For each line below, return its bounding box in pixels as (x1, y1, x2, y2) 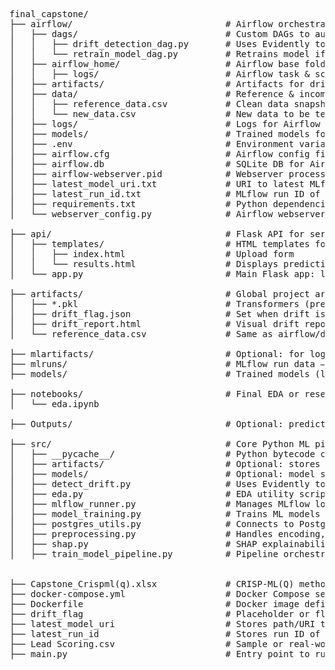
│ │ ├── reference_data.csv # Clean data (9, 99, 289, 109)
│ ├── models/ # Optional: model (9, 469, 316, 479)
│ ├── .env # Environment (9, 139, 295, 149)
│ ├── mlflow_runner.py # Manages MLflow (9, 499, 311, 509)
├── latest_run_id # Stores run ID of (9, 629, 321, 639)
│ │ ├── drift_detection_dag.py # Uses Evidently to (9, 39, 326, 49)
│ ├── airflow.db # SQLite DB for (9, 159, 306, 169)
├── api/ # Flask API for (9, 229, 306, 239)
